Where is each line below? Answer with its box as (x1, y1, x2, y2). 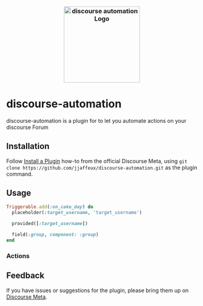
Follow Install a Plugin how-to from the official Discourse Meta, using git (6, 157, 188, 164)
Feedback (6, 271, 45, 281)
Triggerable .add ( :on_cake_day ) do (6, 204, 94, 210)
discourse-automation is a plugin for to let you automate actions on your (6, 117, 187, 124)
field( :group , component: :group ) (12, 232, 99, 238)
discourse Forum (6, 123, 48, 131)
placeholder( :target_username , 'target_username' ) (12, 210, 142, 216)
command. (6, 170, 33, 178)
